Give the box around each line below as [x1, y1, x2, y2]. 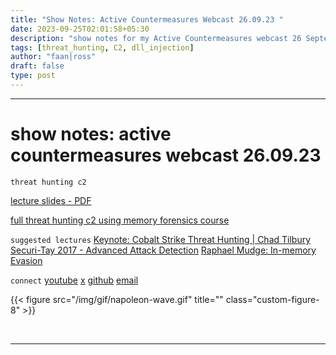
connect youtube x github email [10, 274, 139, 286]
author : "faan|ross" [10, 52, 97, 62]
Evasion [10, 254, 43, 266]
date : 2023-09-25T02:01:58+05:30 [10, 24, 150, 34]
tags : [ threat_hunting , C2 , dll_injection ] [10, 42, 195, 53]
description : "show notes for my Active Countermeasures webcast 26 [10, 33, 302, 43]
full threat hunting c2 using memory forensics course [10, 214, 230, 226]
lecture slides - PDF [10, 194, 92, 206]
